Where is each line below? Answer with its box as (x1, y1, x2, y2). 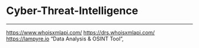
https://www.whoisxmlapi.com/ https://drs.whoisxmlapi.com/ (6, 29, 155, 36)
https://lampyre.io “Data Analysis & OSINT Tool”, (6, 35, 124, 42)
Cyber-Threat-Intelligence (6, 4, 139, 18)
